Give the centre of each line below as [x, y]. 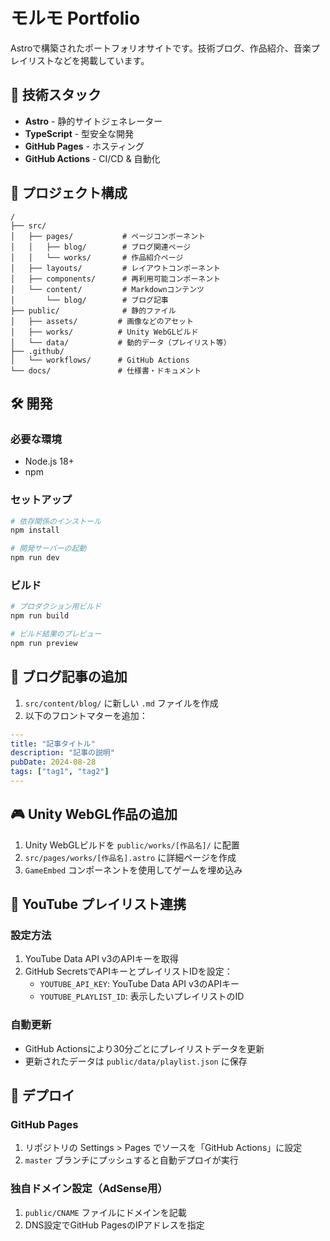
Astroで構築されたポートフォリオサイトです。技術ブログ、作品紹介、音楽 [161, 48]
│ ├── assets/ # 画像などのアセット [102, 321]
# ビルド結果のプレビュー [56, 634]
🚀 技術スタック [56, 95]
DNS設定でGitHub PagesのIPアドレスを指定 [114, 1225]
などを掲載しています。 [101, 60]
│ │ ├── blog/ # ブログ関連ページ [101, 247]
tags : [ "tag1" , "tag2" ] [60, 772]
